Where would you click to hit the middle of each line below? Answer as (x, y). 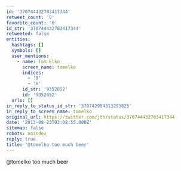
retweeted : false (28, 34)
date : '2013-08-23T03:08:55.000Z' (49, 123)
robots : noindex (26, 134)
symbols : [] (27, 51)
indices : (33, 73)
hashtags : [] (28, 45)
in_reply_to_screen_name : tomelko (49, 111)
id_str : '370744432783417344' (44, 28)
